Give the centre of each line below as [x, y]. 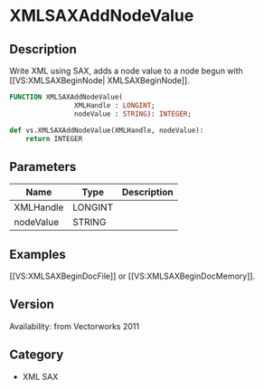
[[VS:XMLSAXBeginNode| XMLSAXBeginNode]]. [99, 81]
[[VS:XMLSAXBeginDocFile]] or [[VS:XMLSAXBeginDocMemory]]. [132, 276]
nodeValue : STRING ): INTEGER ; [133, 114]
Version [32, 304]
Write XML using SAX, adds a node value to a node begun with [127, 71]
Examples [38, 254]
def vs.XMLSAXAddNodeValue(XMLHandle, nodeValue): [107, 130]
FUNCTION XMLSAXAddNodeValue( [66, 97]
